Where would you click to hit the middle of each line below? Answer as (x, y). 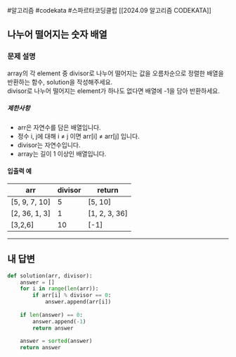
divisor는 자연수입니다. (49, 145)
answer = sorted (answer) (56, 341)
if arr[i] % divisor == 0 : (72, 295)
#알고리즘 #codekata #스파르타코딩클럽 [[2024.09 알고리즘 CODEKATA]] (110, 10)
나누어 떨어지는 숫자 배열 (57, 35)
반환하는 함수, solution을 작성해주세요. (60, 82)
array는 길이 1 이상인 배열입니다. (62, 154)
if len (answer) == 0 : (51, 315)
